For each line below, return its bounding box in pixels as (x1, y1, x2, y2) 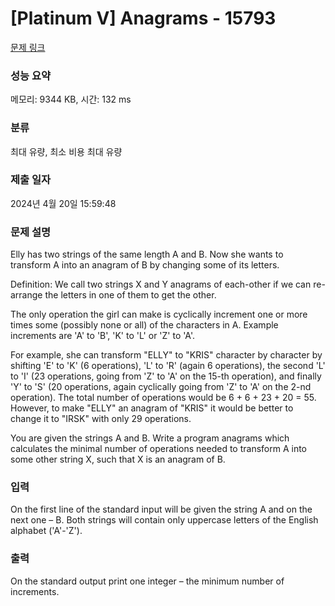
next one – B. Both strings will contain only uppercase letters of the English (10, 514, 319, 526)
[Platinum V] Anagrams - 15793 (10, 7, 277, 30)
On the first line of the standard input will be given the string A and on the (10, 503, 313, 516)
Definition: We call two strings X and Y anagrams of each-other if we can (10, 278, 312, 291)
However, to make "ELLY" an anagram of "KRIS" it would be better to (10, 402, 294, 414)
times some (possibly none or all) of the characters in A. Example (10, 319, 279, 331)
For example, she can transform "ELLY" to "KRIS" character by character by (10, 349, 323, 361)
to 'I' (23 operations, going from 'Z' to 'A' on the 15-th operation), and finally (10, 370, 322, 382)
